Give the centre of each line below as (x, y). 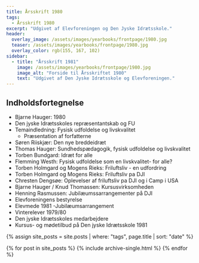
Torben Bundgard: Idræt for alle (54, 155)
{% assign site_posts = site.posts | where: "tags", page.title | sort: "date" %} (100, 236)
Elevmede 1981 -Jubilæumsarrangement (65, 206)
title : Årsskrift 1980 (34, 12)
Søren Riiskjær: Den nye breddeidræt (60, 142)
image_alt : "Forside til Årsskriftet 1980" (72, 73)
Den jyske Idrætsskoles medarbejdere (62, 218)
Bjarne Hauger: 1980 (40, 117)
